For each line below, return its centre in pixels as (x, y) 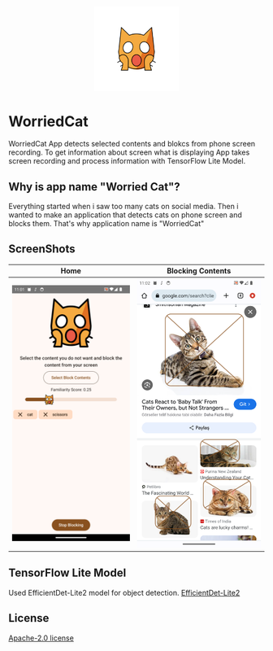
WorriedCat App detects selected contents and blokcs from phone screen (132, 144)
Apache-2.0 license (41, 638)
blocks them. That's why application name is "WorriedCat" (106, 224)
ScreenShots (42, 249)
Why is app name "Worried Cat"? (94, 187)
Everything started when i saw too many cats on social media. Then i (123, 207)
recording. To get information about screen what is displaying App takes (129, 152)
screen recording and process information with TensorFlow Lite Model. (127, 161)
